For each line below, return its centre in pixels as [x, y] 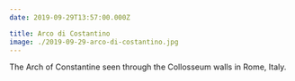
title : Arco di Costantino [60, 33]
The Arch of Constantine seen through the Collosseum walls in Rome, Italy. [148, 67]
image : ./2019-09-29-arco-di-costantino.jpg [94, 42]
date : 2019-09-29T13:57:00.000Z [70, 17]
